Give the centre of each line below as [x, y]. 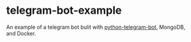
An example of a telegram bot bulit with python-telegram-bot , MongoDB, [96, 27]
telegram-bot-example [64, 10]
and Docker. [21, 33]
